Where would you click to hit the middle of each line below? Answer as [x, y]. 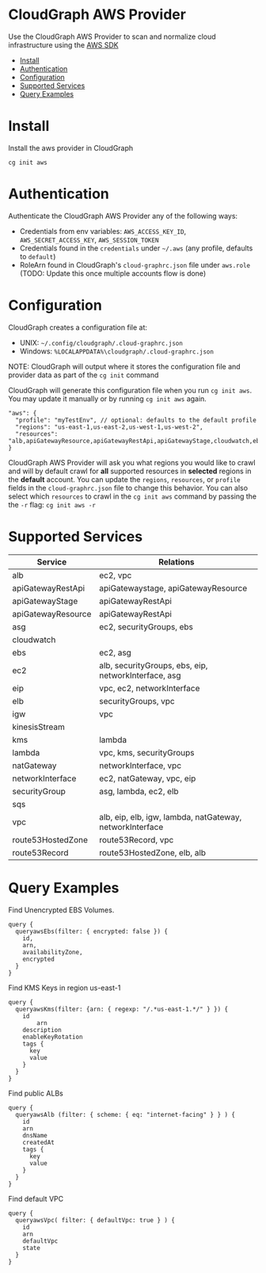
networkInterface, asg [140, 675]
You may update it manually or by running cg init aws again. [108, 399]
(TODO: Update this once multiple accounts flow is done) [113, 273]
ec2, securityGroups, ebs [146, 626]
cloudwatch [34, 640]
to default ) [38, 256]
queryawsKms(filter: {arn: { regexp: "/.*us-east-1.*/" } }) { [122, 1009]
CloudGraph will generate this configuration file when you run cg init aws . [130, 390]
